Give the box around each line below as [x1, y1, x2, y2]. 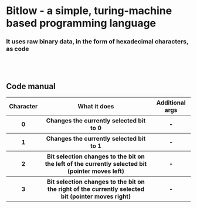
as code [6, 45, 29, 53]
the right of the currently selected [47, 185, 145, 193]
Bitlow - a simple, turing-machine [6, 4, 172, 18]
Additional [156, 98, 186, 107]
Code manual [6, 81, 56, 91]
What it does [77, 103, 114, 111]
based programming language [6, 16, 157, 30]
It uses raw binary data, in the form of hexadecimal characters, [6, 37, 189, 46]
